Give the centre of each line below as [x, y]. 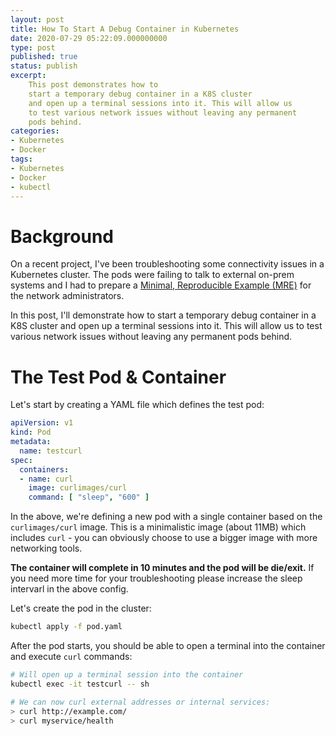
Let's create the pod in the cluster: [81, 608]
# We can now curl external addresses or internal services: [140, 702]
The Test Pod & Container [118, 377]
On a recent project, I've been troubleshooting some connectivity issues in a [167, 264]
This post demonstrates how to [93, 85]
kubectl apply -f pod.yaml [66, 627]
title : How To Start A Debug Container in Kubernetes [125, 29]
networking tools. [46, 548]
